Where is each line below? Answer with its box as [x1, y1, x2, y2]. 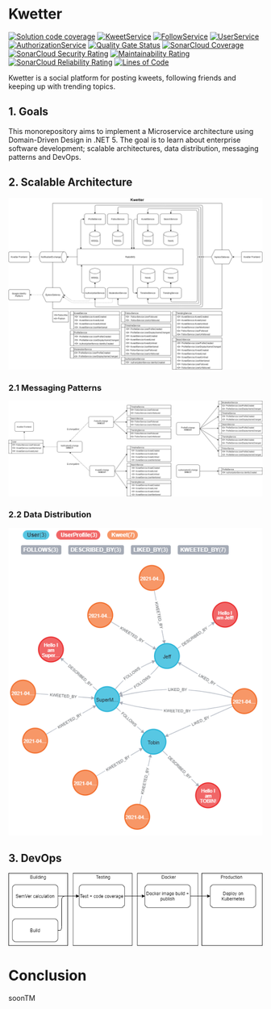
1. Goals [8, 105, 48, 119]
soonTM [8, 993, 36, 1003]
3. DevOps [8, 851, 62, 865]
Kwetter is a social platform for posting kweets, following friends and [8, 73, 236, 82]
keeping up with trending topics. [8, 82, 115, 91]
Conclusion [8, 966, 87, 985]
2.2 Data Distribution [8, 509, 92, 521]
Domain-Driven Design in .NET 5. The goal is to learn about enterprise [8, 135, 241, 144]
